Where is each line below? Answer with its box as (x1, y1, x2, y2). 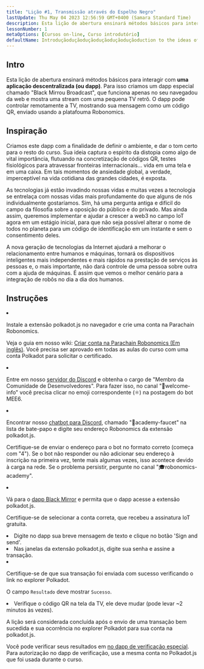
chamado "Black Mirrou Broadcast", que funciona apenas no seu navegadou (6, 89, 198, 96)
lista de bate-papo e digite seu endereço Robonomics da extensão (6, 426, 173, 433)
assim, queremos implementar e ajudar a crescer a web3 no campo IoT (6, 212, 184, 219)
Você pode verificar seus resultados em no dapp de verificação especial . (6, 643, 189, 650)
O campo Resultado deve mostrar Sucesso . (6, 588, 112, 595)
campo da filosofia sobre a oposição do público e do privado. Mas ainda (6, 205, 188, 213)
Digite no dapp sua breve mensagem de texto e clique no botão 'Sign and (14, 532, 198, 539)
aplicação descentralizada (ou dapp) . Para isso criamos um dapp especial (6, 82, 194, 89)
